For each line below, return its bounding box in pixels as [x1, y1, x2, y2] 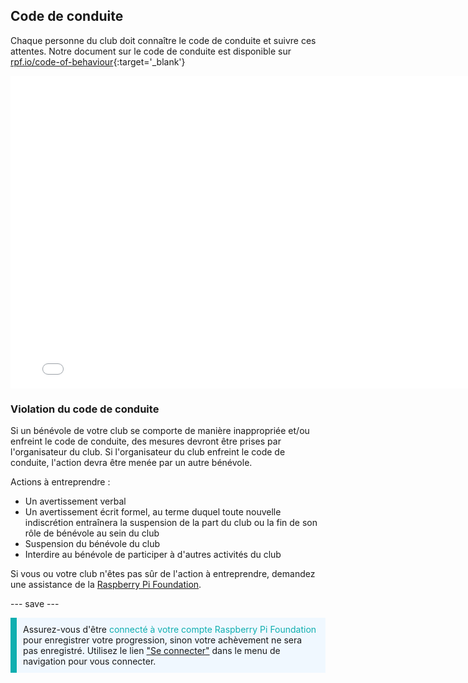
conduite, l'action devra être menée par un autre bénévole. [10, 457, 253, 469]
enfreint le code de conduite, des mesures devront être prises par [10, 435, 282, 448]
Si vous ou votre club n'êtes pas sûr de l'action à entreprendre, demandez [10, 568, 316, 580]
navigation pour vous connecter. [23, 655, 157, 668]
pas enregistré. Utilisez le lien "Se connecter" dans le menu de [23, 645, 281, 657]
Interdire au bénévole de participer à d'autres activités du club [24, 549, 282, 561]
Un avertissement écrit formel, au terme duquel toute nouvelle [24, 506, 282, 518]
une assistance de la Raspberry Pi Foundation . [10, 579, 202, 591]
